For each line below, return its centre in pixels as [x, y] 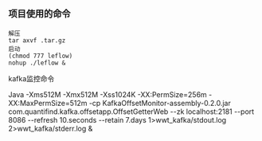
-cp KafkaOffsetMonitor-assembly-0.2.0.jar [160, 103]
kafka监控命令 [31, 78]
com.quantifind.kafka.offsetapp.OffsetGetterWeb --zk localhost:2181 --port [131, 112]
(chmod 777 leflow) [41, 56]
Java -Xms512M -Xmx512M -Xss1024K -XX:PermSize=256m [108, 94]
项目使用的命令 [39, 14]
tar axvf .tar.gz [37, 40]
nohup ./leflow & [37, 63]
